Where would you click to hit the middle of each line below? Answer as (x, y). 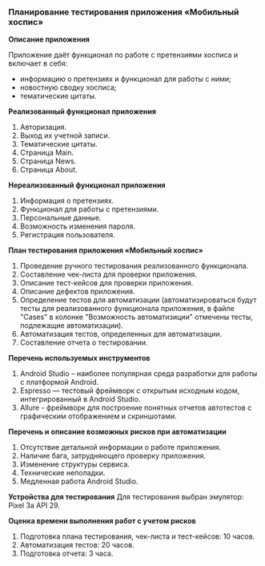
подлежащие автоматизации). (72, 325)
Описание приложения (49, 39)
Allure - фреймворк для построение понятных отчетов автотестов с (136, 408)
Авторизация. (43, 127)
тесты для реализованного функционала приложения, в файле (127, 309)
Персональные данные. (60, 218)
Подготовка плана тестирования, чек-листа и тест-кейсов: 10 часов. (137, 536)
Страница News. (48, 161)
